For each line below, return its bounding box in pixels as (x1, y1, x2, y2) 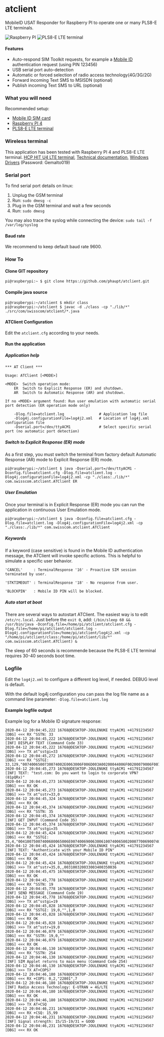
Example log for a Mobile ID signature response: (5, 718, 102, 724)
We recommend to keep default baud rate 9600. (5, 244, 102, 250)
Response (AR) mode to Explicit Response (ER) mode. (5, 457, 113, 463)
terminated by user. (5, 572, 47, 577)
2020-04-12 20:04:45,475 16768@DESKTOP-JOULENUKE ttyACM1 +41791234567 (5, 869, 154, 874)
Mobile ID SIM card (12, 115, 51, 121)
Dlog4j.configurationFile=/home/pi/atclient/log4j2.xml (5, 631, 121, 636)
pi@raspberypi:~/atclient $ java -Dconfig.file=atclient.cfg (5, 517, 132, 521)
